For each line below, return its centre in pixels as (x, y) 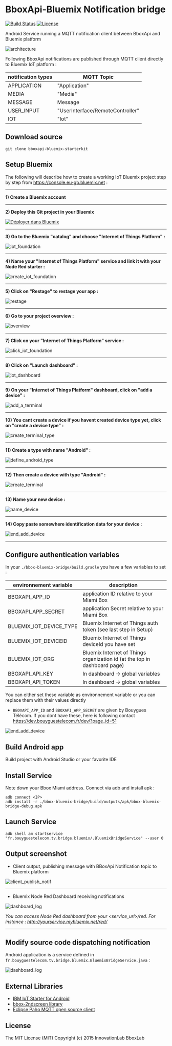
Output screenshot (36, 854)
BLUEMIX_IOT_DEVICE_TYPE (43, 626)
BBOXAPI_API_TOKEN (34, 682)
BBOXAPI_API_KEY (31, 674)
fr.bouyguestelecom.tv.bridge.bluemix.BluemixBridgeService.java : (78, 960)
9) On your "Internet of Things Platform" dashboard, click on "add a (79, 390)
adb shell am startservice (34, 833)
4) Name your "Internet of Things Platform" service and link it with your (83, 261)
